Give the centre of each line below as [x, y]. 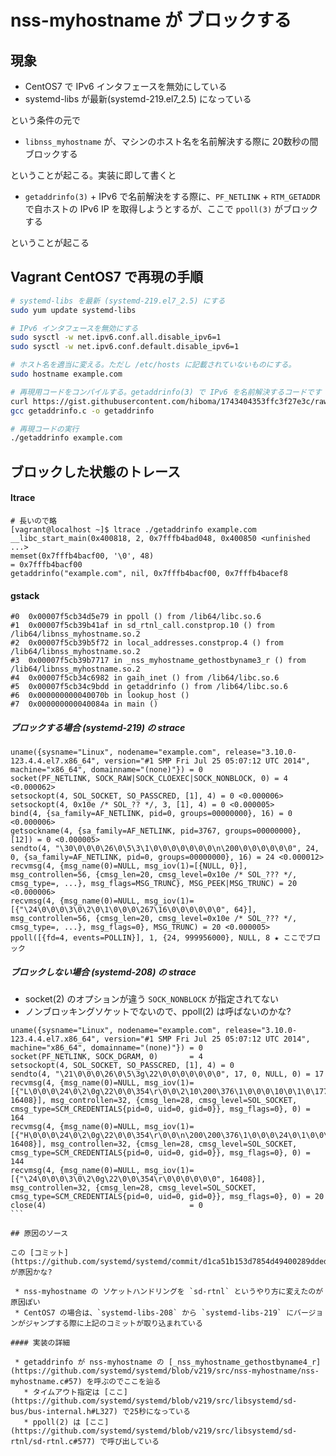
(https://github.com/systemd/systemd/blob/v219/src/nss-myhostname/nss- [165, 1371]
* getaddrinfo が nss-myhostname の [89, 1362]
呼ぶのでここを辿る [127, 1382]
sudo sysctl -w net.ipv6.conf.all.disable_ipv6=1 [116, 337]
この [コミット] [39, 1253]
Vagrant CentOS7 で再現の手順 [107, 277]
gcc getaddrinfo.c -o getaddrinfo [82, 411]
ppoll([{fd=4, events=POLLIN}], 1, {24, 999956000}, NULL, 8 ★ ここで [158, 938]
